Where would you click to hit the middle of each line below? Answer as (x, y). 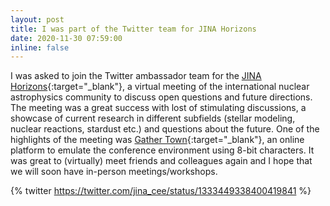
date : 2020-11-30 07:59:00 (66, 38)
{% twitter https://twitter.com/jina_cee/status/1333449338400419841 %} (161, 191)
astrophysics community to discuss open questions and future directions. (161, 97)
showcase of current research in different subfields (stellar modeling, (153, 118)
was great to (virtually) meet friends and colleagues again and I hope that (161, 161)
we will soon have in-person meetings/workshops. (114, 172)
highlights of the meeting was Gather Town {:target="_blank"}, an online (157, 140)
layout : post (37, 19)
